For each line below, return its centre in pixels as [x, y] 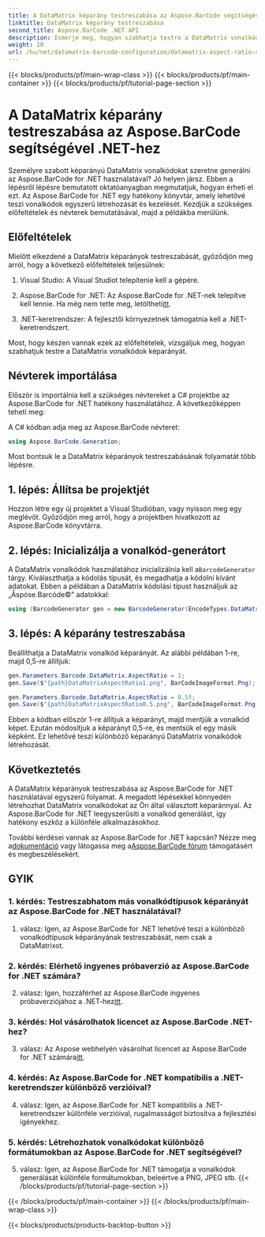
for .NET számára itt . [52, 1057]
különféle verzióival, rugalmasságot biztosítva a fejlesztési [161, 1113]
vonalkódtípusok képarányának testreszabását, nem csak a [116, 937]
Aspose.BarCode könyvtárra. [55, 525]
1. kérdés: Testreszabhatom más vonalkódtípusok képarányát [128, 901]
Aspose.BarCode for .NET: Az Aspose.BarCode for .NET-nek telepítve [132, 295]
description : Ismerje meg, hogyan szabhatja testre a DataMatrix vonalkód [134, 38]
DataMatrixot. [42, 946]
